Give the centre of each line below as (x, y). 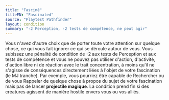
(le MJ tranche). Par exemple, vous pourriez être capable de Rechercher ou (85, 76)
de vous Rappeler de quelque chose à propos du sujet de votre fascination (84, 81)
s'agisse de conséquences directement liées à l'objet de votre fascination (83, 70)
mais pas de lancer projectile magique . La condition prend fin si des (77, 86)
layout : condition (25, 24)
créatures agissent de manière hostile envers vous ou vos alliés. (73, 92)
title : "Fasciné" (24, 10)
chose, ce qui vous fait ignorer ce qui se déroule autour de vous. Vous (79, 49)
